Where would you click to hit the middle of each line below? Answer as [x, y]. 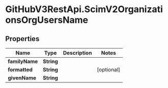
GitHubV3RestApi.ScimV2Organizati [84, 9]
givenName [22, 78]
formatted [20, 70]
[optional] [108, 70]
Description [77, 53]
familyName [23, 61]
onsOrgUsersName [47, 20]
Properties [22, 39]
